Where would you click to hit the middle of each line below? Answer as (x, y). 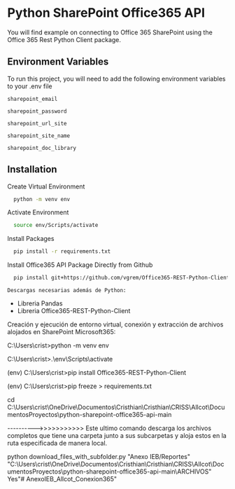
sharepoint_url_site (37, 123)
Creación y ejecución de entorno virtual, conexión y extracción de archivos (115, 324)
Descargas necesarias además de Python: (67, 291)
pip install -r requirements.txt (62, 252)
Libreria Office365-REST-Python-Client (74, 311)
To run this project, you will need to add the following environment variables (116, 78)
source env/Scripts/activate (56, 226)
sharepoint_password (37, 111)
